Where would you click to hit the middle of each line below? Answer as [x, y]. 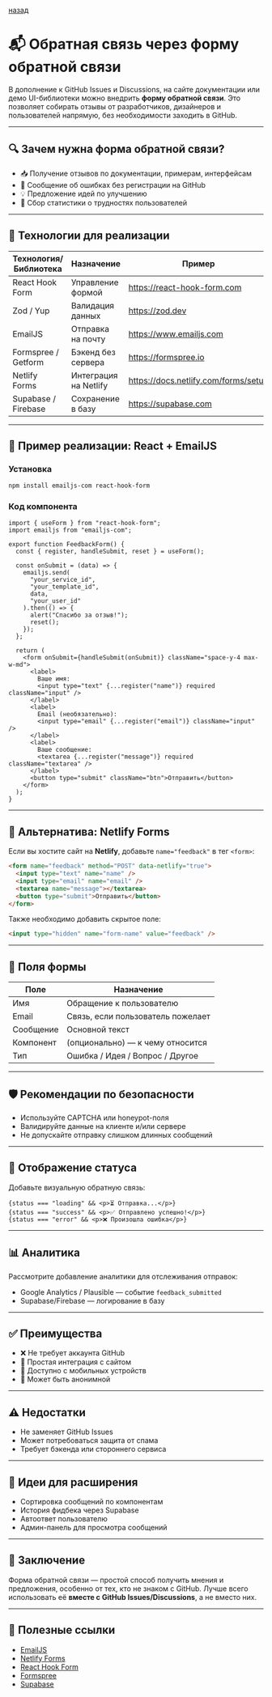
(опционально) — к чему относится [137, 1043]
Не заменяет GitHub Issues [66, 1432]
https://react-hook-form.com [185, 287]
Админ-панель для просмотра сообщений [93, 1528]
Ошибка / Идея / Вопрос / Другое [133, 1056]
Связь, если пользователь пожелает [138, 1016]
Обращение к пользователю [123, 1003]
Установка [30, 469]
